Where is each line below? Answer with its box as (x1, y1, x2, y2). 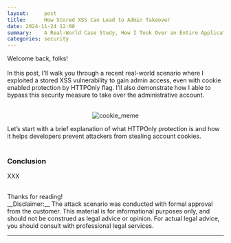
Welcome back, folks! (7, 54, 69, 62)
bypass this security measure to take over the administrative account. (7, 91, 205, 100)
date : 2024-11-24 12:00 (7, 23, 76, 30)
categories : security (7, 36, 69, 43)
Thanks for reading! (7, 193, 63, 201)
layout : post (7, 10, 57, 17)
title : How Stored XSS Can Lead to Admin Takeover (7, 16, 170, 23)
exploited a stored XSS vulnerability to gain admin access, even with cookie (7, 76, 221, 84)
